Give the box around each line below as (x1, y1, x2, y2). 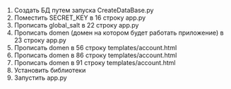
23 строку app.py (13, 36, 67, 44)
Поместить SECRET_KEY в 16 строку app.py (13, 13, 146, 22)
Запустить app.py (13, 73, 67, 82)
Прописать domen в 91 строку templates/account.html (13, 59, 176, 66)
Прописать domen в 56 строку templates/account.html (13, 44, 177, 52)
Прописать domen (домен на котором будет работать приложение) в (13, 28, 224, 37)
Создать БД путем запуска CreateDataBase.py (13, 6, 154, 14)
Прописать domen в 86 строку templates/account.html (13, 51, 177, 59)
